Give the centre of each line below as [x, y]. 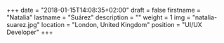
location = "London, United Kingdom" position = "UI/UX [122, 25]
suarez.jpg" [23, 25]
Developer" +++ [30, 32]
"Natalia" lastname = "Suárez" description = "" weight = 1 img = [99, 17]
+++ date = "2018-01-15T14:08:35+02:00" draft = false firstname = [104, 10]
